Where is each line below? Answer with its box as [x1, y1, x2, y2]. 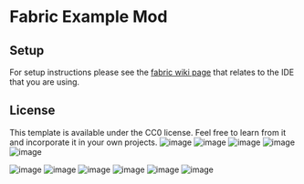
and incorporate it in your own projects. [9, 137, 158, 148]
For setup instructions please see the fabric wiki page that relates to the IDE [9, 66, 295, 77]
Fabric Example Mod [9, 6, 168, 27]
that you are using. [9, 77, 80, 87]
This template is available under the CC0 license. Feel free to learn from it [9, 127, 287, 138]
